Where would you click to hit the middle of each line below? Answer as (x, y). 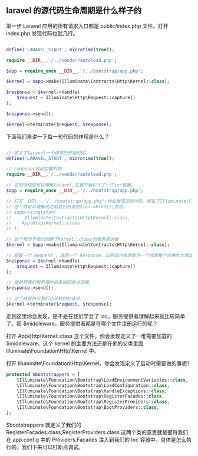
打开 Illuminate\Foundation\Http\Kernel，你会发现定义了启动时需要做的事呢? (98, 363)
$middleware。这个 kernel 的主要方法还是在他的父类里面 (75, 343)
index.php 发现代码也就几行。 (42, 33)
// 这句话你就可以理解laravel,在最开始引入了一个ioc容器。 (71, 185)
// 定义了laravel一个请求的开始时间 (46, 153)
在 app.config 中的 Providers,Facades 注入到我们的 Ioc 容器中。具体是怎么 (96, 439)
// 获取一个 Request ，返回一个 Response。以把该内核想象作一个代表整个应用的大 (95, 255)
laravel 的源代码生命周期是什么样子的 (74, 11)
